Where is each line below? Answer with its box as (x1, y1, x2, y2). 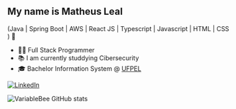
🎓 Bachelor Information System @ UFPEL (17, 64, 141, 73)
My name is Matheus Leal (7, 6, 123, 18)
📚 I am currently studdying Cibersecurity (17, 53, 139, 62)
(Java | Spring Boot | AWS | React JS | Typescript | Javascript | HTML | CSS (7, 24, 230, 33)
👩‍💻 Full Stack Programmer (17, 45, 95, 54)
